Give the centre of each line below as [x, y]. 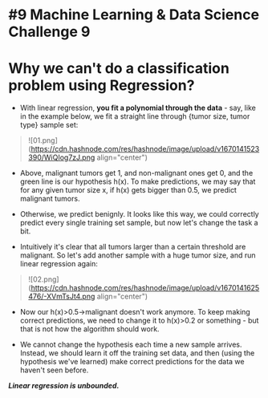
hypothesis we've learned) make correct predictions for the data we [132, 362]
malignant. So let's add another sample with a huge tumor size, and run [138, 255]
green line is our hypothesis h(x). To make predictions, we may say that [138, 181]
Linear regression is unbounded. [64, 386]
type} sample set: [49, 125]
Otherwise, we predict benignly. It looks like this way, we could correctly [139, 214]
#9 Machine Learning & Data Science [134, 15]
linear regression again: [59, 264]
